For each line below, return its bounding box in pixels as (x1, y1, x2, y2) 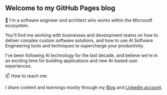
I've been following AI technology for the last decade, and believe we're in (5, 52, 158, 58)
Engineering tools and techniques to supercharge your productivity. (5, 42, 144, 49)
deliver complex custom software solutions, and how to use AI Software (5, 37, 153, 43)
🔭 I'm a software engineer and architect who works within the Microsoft (5, 17, 152, 23)
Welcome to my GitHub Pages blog (5, 4, 115, 12)
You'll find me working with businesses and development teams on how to (5, 32, 158, 38)
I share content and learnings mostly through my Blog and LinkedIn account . (5, 84, 162, 90)
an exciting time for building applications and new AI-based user (5, 57, 138, 64)
